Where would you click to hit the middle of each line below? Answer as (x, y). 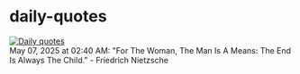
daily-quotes (58, 16)
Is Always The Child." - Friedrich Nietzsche (89, 60)
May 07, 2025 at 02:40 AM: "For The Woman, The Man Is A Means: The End (150, 50)
